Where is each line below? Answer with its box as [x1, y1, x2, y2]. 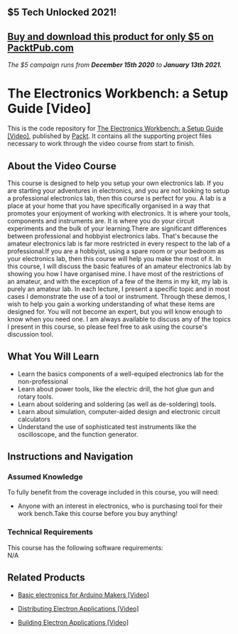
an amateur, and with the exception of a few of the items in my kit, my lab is [7, 277, 228, 285]
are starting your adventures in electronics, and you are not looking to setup [7, 186, 229, 195]
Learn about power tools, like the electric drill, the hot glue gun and [17, 384, 215, 393]
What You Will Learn [7, 351, 99, 363]
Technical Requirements [7, 527, 94, 537]
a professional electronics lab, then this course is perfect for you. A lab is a [7, 194, 227, 202]
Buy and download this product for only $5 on [7, 31, 215, 43]
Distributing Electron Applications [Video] [17, 604, 139, 613]
